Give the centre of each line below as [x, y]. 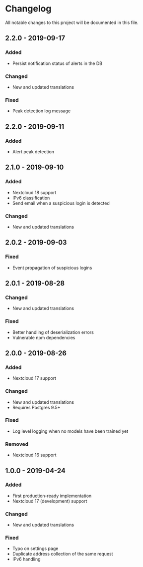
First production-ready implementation [52, 496]
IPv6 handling [26, 559]
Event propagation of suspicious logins [52, 268]
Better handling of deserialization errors [53, 332]
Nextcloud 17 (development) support [50, 501]
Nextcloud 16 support [34, 455]
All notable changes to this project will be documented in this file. [72, 22]
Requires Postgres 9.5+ [36, 407]
